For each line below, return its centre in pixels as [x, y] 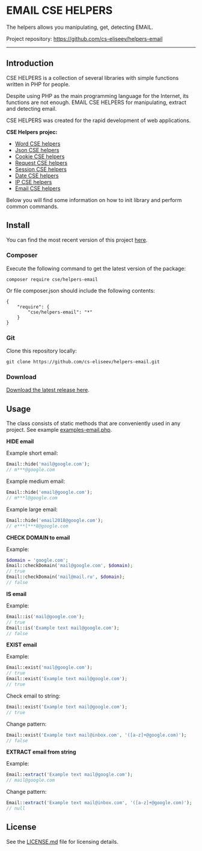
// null [16, 809]
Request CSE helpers [41, 162]
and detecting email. [32, 108]
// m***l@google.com [32, 498]
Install [18, 225]
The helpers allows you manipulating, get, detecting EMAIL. [80, 27]
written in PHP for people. [38, 84]
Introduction [30, 63]
